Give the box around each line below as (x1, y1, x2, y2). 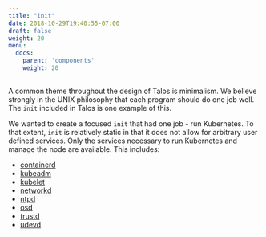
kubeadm (19, 168, 52, 178)
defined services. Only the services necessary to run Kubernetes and (8, 136, 238, 145)
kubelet (19, 177, 46, 186)
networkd (19, 186, 52, 195)
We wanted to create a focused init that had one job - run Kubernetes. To (8, 118, 254, 129)
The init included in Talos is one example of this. (8, 103, 172, 112)
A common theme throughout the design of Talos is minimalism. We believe (8, 86, 257, 96)
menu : (8, 42, 26, 50)
